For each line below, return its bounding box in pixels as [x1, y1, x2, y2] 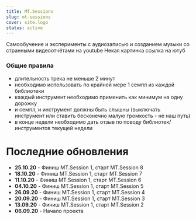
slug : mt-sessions [6, 14, 51, 20]
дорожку [14, 100, 37, 107]
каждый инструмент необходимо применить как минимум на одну [14, 93, 183, 100]
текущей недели [51, 124, 92, 131]
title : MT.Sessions [6, 8, 54, 15]
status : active [6, 25, 43, 31]
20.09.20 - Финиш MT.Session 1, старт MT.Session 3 [14, 195, 145, 202]
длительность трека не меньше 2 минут [14, 75, 116, 82]
